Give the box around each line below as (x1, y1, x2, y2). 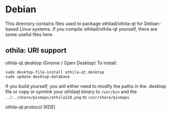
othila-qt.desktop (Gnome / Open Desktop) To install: (5, 60, 118, 66)
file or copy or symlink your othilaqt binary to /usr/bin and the (5, 88, 137, 95)
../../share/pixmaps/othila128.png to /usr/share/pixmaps (5, 94, 129, 100)
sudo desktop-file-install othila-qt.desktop (5, 70, 104, 75)
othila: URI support (5, 46, 67, 55)
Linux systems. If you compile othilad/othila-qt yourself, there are (20, 26, 158, 32)
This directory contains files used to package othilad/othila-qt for (5, 20, 143, 27)
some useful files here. (5, 31, 54, 37)
